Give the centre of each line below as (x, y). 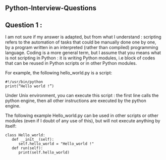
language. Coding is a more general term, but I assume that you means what (83, 53)
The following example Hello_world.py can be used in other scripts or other (82, 115)
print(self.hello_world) (44, 153)
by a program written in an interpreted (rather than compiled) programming (82, 48)
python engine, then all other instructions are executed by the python (76, 101)
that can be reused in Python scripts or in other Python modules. (71, 63)
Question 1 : (24, 25)
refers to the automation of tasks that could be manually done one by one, (81, 42)
